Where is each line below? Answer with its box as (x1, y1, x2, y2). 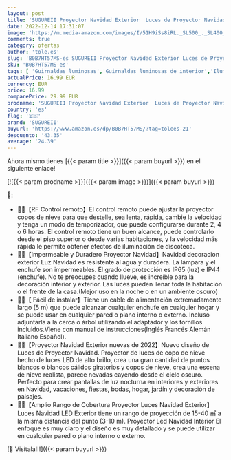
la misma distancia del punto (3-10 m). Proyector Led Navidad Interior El (16, 417, 221, 426)
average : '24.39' (7, 138, 57, 145)
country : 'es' (7, 106, 48, 113)
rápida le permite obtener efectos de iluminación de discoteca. (16, 242, 195, 251)
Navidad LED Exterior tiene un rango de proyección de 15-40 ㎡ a (36, 409, 221, 417)
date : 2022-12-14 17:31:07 (7, 23, 85, 30)
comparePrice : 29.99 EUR (7, 94, 78, 101)
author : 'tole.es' (7, 49, 60, 56)
